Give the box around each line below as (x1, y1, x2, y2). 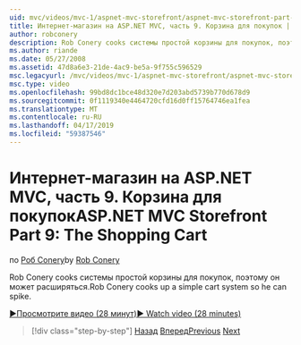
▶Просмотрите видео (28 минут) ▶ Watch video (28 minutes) (9, 307, 242, 318)
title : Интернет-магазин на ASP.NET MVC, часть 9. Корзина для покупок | (9, 21, 291, 30)
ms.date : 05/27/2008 (9, 55, 87, 63)
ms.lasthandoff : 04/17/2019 (9, 122, 115, 130)
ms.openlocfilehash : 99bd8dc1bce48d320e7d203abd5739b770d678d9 (9, 88, 251, 97)
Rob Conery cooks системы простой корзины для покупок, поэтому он (9, 272, 280, 282)
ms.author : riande (9, 46, 78, 55)
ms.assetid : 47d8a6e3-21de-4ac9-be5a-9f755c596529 (9, 63, 202, 72)
